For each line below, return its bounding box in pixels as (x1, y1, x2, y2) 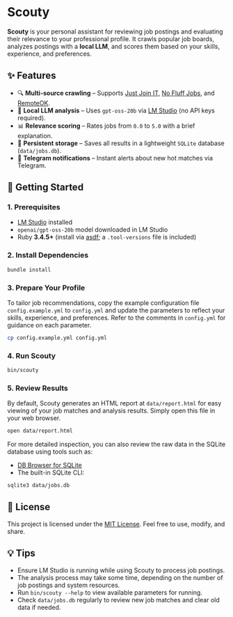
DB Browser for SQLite (17, 461, 82, 470)
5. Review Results (7, 383, 68, 393)
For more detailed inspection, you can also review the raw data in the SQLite (7, 440, 226, 449)
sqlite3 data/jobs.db (7, 482, 70, 489)
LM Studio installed (17, 218, 73, 227)
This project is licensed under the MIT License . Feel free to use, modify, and (7, 519, 225, 528)
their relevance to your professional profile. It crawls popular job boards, (7, 34, 214, 43)
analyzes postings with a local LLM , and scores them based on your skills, (7, 42, 220, 50)
